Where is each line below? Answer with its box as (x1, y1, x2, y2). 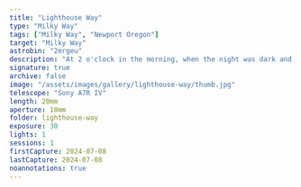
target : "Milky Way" (9, 38, 87, 48)
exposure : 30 (9, 122, 59, 131)
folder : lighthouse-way (9, 113, 99, 122)
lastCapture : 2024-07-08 (9, 155, 103, 165)
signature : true (9, 64, 70, 73)
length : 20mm (9, 96, 59, 106)
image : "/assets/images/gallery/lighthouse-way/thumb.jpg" (9, 80, 236, 89)
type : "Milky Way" (9, 22, 78, 31)
